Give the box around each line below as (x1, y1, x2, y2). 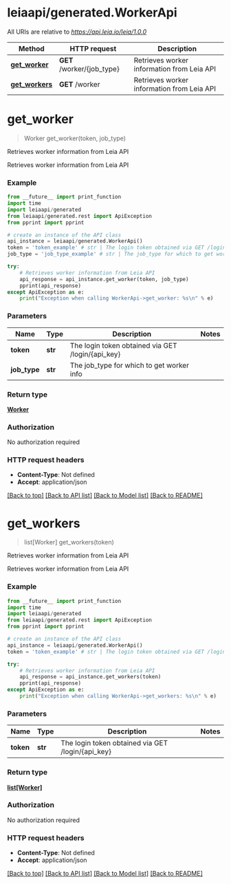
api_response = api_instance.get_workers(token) (19, 674, 162, 681)
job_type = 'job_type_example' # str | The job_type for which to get (7, 251, 214, 258)
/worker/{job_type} (59, 64, 120, 74)
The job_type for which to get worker (69, 360, 189, 370)
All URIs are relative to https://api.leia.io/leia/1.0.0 (7, 27, 147, 36)
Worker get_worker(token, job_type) (23, 134, 126, 142)
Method (18, 43, 45, 53)
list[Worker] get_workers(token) (23, 538, 115, 546)
